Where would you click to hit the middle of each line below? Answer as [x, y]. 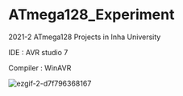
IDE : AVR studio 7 [38, 52]
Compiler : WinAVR [40, 68]
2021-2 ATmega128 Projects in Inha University [85, 37]
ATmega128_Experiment [91, 15]
